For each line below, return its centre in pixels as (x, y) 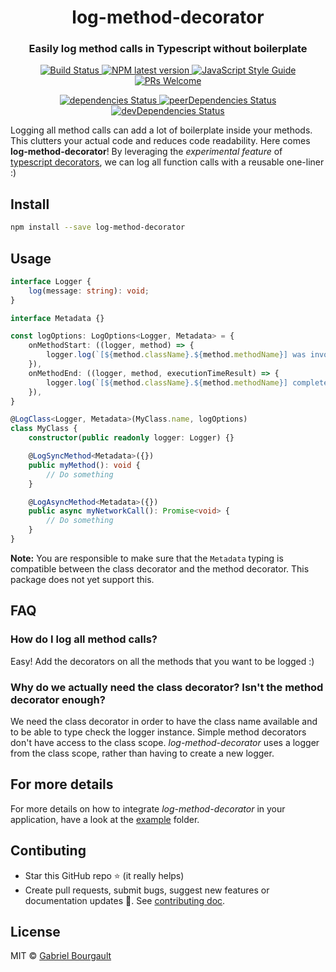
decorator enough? (58, 699)
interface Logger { (51, 281)
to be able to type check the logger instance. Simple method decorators (158, 732)
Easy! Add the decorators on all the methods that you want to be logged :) (162, 661)
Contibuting (48, 851)
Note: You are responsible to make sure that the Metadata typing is (147, 558)
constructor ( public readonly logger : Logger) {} (131, 438)
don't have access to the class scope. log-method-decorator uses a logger (165, 742)
